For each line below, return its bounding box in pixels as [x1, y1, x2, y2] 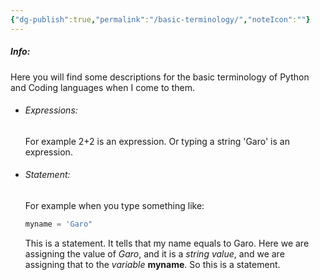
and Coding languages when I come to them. [10, 81, 195, 93]
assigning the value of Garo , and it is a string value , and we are [24, 247, 285, 260]
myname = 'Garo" [24, 219, 93, 229]
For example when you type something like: [24, 200, 205, 211]
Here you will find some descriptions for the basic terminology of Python [10, 71, 310, 83]
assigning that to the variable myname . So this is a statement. [24, 258, 281, 270]
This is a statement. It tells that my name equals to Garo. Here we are [24, 237, 310, 249]
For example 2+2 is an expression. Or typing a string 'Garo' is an [24, 135, 290, 147]
